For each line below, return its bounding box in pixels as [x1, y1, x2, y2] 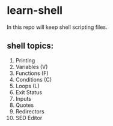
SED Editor [15, 114, 43, 121]
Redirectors [15, 107, 44, 115]
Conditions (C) [15, 76, 52, 83]
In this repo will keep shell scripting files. [7, 23, 108, 31]
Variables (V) [15, 63, 48, 70]
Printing [15, 56, 35, 64]
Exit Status [15, 88, 43, 96]
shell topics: [7, 41, 54, 51]
